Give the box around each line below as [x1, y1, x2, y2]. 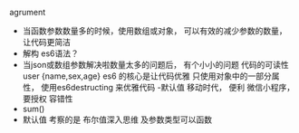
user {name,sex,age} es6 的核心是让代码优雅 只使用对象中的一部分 [22, 71, 272, 81]
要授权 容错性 [22, 93, 73, 104]
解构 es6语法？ [22, 48, 79, 59]
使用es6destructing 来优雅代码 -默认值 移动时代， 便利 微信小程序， [40, 82, 295, 92]
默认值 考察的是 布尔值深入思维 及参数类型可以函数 [22, 114, 213, 125]
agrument [9, 7, 46, 17]
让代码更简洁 [22, 37, 71, 47]
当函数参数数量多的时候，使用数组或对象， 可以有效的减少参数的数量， [22, 25, 287, 36]
